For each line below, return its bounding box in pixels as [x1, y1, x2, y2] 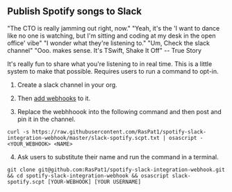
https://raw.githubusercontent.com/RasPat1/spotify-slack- [32, 128, 207, 135]
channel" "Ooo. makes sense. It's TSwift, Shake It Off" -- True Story [7, 46, 202, 54]
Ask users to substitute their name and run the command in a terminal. [17, 152, 219, 161]
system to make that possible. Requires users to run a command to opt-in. [7, 67, 219, 75]
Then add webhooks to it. [17, 94, 91, 102]
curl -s [7, 128, 30, 135]
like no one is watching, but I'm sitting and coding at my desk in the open [7, 31, 216, 40]
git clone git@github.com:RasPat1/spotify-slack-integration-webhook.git [7, 166, 226, 173]
